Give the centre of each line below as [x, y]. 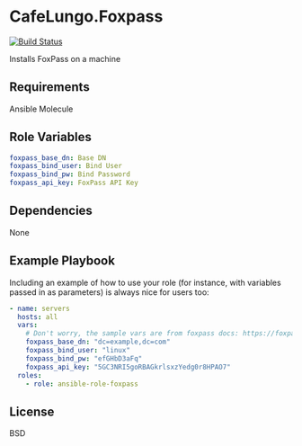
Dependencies [51, 211]
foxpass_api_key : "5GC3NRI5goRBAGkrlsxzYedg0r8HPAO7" [128, 367]
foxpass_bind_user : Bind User [66, 166]
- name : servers [40, 308]
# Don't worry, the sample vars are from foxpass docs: [133, 334]
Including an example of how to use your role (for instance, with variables [145, 282]
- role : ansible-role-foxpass [82, 384]
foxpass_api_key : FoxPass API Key [74, 183]
